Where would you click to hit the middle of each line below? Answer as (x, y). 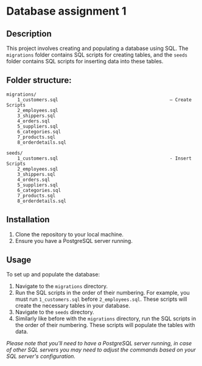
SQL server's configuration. (41, 356)
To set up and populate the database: (53, 275)
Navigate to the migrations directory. (61, 286)
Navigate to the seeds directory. (54, 312)
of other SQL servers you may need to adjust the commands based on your (101, 350)
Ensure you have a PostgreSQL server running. (74, 241)
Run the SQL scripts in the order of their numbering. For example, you (102, 293)
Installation (28, 220)
